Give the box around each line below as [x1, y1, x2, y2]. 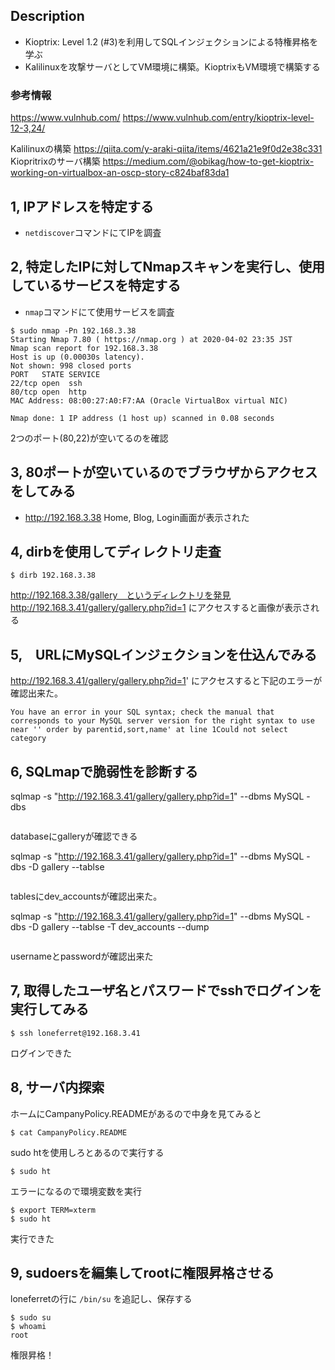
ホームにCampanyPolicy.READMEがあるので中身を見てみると [10, 1107, 262, 1119]
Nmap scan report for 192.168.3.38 [10, 343, 159, 353]
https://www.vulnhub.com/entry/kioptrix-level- [122, 112, 315, 124]
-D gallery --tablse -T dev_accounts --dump [28, 920, 210, 933]
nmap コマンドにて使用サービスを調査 [24, 305, 175, 318]
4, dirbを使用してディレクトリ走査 [10, 543, 222, 560]
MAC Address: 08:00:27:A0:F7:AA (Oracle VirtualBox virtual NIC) [10, 395, 288, 406]
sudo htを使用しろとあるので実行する [10, 1146, 165, 1158]
